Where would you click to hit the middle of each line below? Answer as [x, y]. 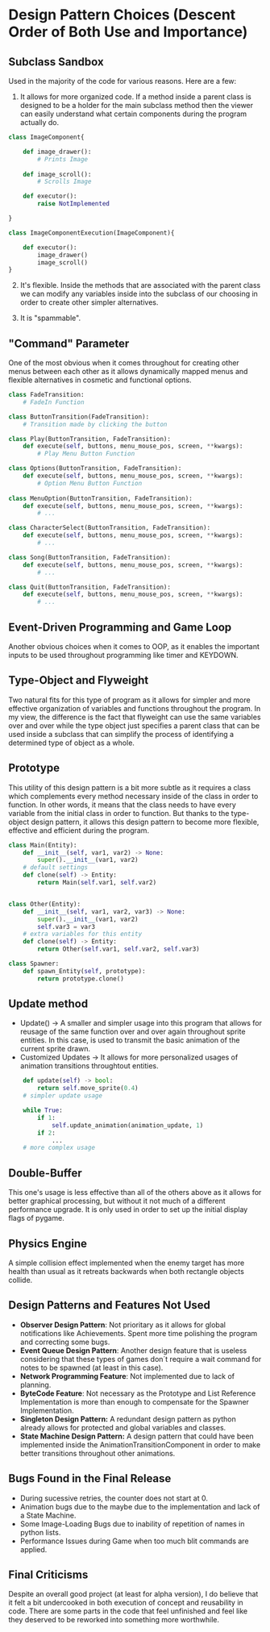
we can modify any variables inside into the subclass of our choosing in [139, 294]
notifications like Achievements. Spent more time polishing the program [139, 1333]
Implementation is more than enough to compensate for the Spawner [135, 1401]
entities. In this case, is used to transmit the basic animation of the [130, 1040]
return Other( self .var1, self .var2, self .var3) [118, 949]
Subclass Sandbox [56, 62]
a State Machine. [48, 1515]
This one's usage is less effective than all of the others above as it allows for [135, 1193]
